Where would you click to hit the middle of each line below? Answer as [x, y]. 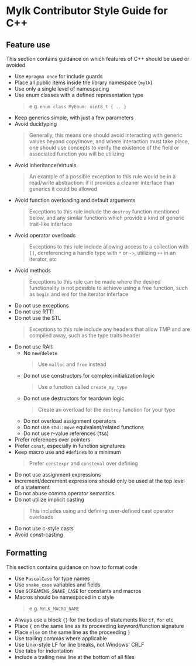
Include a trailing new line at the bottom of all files [74, 657]
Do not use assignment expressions [58, 475]
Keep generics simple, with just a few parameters [74, 118]
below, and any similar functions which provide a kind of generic [107, 218]
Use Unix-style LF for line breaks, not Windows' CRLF [79, 644]
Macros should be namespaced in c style [64, 597]
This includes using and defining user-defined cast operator [102, 511]
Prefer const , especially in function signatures [70, 446]
